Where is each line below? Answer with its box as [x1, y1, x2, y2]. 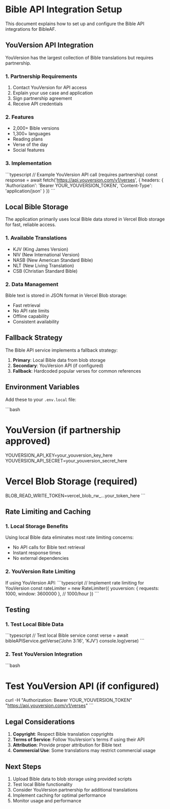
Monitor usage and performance [12, 798, 81, 804]
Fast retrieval [12, 302, 41, 309]
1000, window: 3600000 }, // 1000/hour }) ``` [5, 591, 99, 597]
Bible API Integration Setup [5, 4, 122, 15]
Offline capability [12, 313, 49, 319]
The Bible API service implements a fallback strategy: [5, 347, 118, 353]
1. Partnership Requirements [5, 73, 78, 80]
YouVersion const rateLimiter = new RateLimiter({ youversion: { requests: [5, 585, 160, 591]
